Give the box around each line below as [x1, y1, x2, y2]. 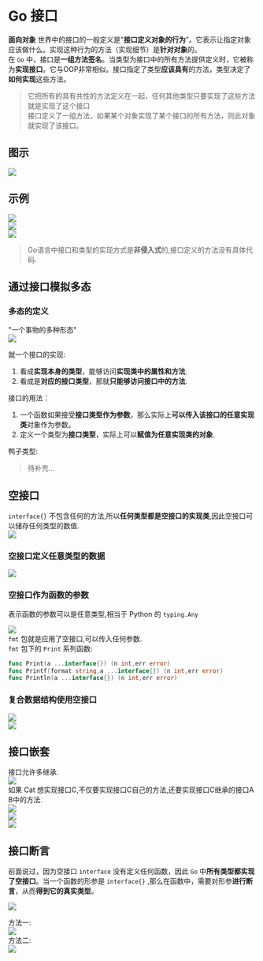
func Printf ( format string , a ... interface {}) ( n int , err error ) [8, 666, 224, 675]
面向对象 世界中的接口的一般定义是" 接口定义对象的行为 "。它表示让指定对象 [8, 35, 251, 44]
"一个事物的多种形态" [8, 325, 77, 335]
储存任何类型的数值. [14, 521, 80, 531]
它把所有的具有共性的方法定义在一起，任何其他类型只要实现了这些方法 [27, 91, 256, 100]
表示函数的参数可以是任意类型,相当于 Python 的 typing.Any [8, 609, 198, 618]
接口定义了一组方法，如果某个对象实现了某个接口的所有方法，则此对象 [27, 111, 256, 120]
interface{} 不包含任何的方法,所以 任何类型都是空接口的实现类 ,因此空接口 [8, 511, 246, 521]
